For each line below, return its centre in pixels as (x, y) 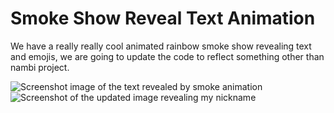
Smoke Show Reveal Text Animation (163, 18)
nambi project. (40, 67)
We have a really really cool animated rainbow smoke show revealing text (161, 46)
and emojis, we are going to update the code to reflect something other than (167, 56)
